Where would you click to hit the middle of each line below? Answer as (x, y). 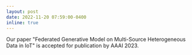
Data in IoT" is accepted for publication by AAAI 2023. (72, 46)
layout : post (22, 12)
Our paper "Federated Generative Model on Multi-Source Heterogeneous (96, 40)
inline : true (22, 22)
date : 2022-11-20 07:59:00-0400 (46, 17)
